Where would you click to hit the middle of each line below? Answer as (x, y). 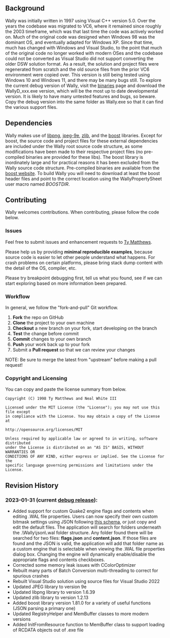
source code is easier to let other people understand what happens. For (80, 257)
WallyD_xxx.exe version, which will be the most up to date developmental (82, 91)
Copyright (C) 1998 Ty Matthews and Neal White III (61, 399)
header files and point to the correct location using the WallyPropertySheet (84, 179)
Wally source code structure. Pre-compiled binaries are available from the (82, 168)
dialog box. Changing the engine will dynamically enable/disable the (84, 555)
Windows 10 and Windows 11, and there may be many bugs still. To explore (83, 80)
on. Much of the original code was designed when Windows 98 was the (80, 37)
